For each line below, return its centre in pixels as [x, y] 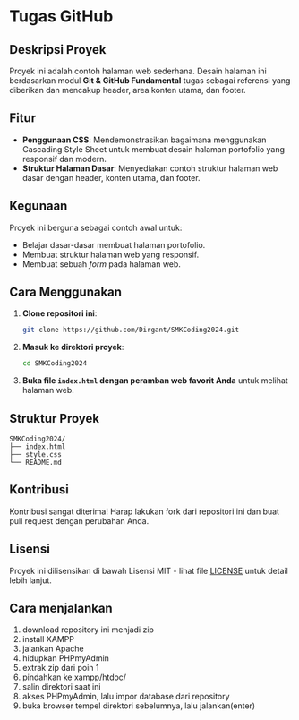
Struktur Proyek [55, 418]
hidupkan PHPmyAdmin [66, 658]
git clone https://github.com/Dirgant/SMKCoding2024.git [131, 330]
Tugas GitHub [61, 17]
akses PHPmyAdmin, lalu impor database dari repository [126, 697]
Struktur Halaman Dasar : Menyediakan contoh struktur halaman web [150, 168]
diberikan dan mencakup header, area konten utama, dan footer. [128, 90]
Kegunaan [38, 206]
